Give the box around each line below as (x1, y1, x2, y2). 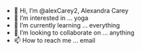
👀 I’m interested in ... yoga (13, 14, 89, 22)
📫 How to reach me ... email (13, 37, 96, 44)
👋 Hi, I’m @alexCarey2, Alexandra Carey (13, 7, 128, 14)
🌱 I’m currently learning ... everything (13, 21, 120, 29)
